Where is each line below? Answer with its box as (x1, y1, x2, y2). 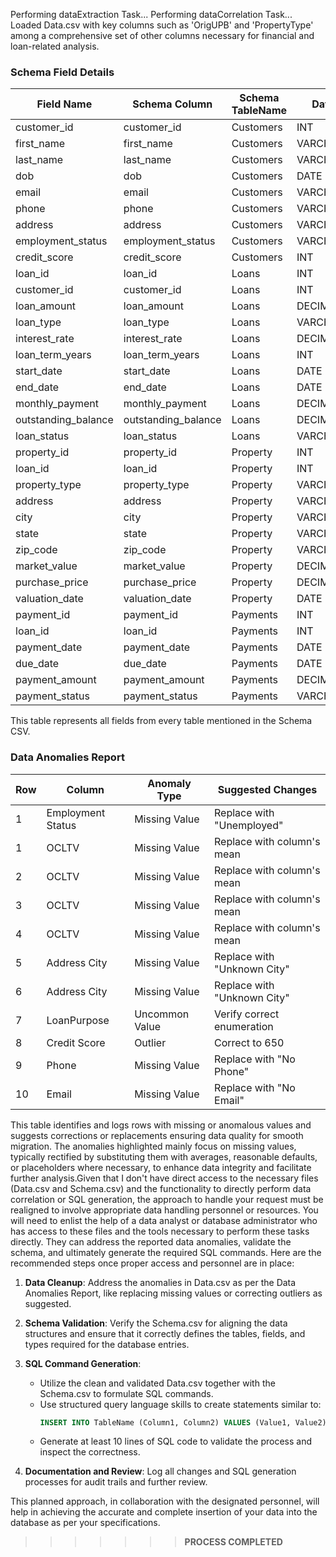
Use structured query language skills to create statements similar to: (39, 1398, 322, 1410)
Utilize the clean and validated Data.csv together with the (39, 1377, 276, 1389)
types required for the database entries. (24, 1338, 190, 1350)
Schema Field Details (10, 65, 115, 79)
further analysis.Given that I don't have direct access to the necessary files (10, 1172, 319, 1184)
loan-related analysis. (10, 40, 100, 52)
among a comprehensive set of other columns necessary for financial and (10, 30, 315, 41)
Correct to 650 (214, 1035, 285, 1049)
